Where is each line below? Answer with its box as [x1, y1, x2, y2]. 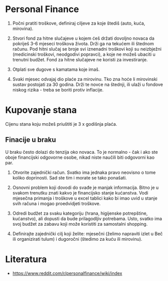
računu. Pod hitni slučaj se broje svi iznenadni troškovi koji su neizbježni [12, 46, 162, 52]
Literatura [5, 253, 47, 265]
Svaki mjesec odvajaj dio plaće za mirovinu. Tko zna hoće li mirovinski [12, 76, 158, 82]
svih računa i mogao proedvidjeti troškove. [12, 200, 101, 207]
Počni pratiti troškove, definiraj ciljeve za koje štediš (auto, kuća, [12, 20, 145, 26]
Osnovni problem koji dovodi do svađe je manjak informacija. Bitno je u [12, 184, 159, 191]
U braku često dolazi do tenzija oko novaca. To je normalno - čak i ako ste [5, 149, 158, 155]
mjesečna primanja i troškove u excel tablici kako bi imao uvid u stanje [12, 195, 158, 201]
